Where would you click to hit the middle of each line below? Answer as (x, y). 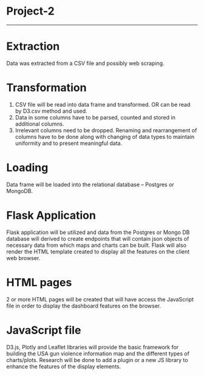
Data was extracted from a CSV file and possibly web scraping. (85, 63)
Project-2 (30, 11)
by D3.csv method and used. (51, 111)
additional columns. (40, 124)
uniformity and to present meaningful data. (69, 143)
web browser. (23, 258)
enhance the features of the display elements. (64, 366)
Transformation (46, 88)
